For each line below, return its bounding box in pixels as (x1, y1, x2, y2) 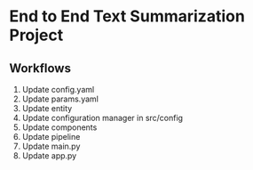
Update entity (21, 103, 73, 113)
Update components (21, 122, 98, 133)
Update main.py (21, 141, 81, 151)
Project (9, 25, 64, 45)
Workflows (9, 61, 71, 76)
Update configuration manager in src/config (21, 113, 184, 123)
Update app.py (21, 150, 77, 161)
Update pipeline (21, 132, 81, 142)
